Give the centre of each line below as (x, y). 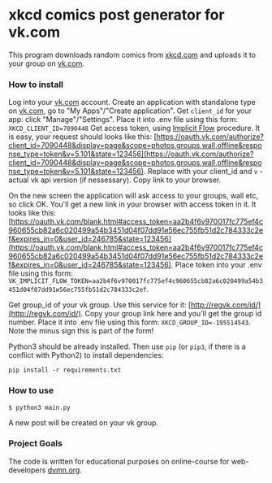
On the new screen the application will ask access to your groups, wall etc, (134, 196)
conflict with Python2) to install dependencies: (86, 355)
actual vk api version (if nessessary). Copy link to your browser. (115, 180)
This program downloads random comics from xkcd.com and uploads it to (132, 54)
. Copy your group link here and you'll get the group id (171, 314)
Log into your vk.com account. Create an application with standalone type (132, 102)
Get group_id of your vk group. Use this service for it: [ (100, 305)
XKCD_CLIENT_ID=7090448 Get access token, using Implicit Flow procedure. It (134, 128)
